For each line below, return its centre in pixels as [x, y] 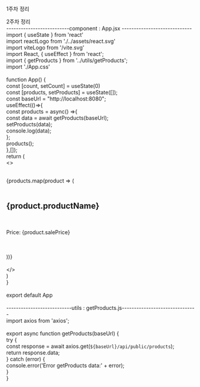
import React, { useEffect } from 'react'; [55, 54]
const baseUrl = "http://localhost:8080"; [56, 99]
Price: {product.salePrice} [38, 232]
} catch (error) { [26, 359]
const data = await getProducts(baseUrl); [57, 118]
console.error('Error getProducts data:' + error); [65, 365]
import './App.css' [28, 67]
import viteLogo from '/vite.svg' [45, 48]
